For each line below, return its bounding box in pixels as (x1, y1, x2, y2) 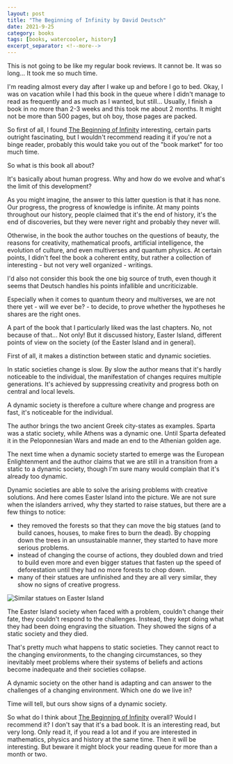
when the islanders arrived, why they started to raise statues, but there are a (7, 500, 226, 509)
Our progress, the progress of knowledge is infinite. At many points (7, 203, 200, 211)
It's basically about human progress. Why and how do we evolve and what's (7, 175, 225, 183)
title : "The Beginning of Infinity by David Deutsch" (7, 17, 167, 24)
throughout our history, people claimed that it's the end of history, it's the (7, 210, 217, 218)
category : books (7, 29, 54, 37)
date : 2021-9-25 (7, 23, 54, 30)
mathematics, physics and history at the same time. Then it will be (7, 735, 197, 743)
